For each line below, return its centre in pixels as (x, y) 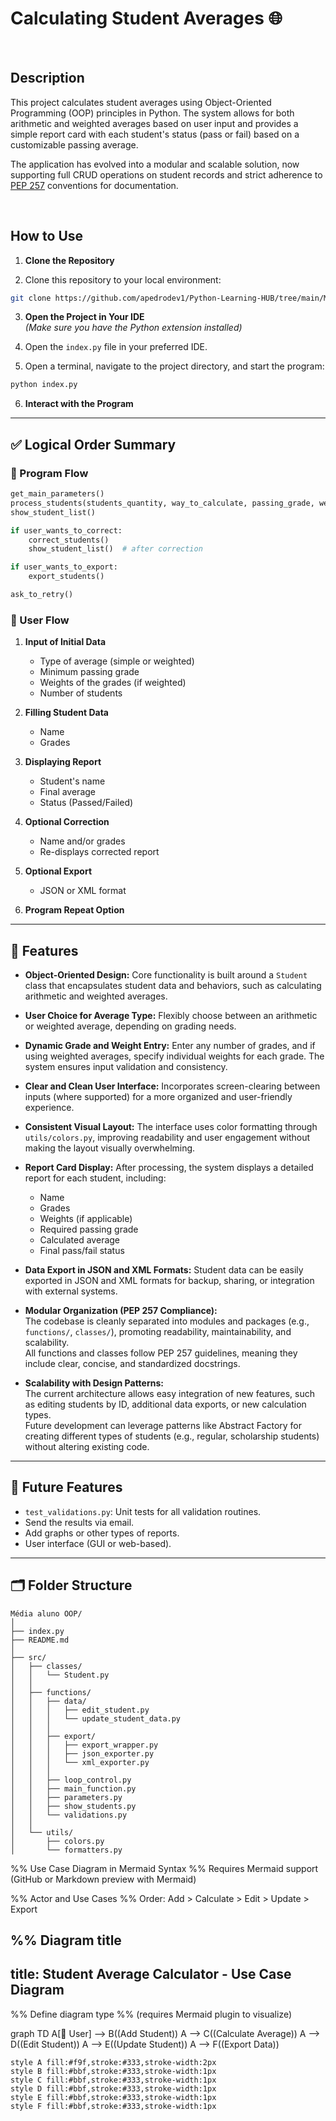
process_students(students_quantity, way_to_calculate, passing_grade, (162, 503)
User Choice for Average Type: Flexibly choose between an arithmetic (171, 1015)
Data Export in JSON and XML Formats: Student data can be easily (164, 1269)
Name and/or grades (82, 841)
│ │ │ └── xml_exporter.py (80, 1762)
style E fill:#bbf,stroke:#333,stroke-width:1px (113, 2097)
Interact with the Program (79, 404)
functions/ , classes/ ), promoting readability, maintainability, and (158, 1331)
